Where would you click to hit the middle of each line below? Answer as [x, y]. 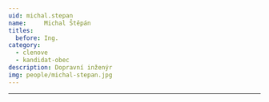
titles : [21, 30]
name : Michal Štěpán [50, 23]
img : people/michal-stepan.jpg [60, 75]
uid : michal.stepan [41, 16]
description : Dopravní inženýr [60, 68]
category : [25, 45]
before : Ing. [37, 38]
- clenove [32, 53]
